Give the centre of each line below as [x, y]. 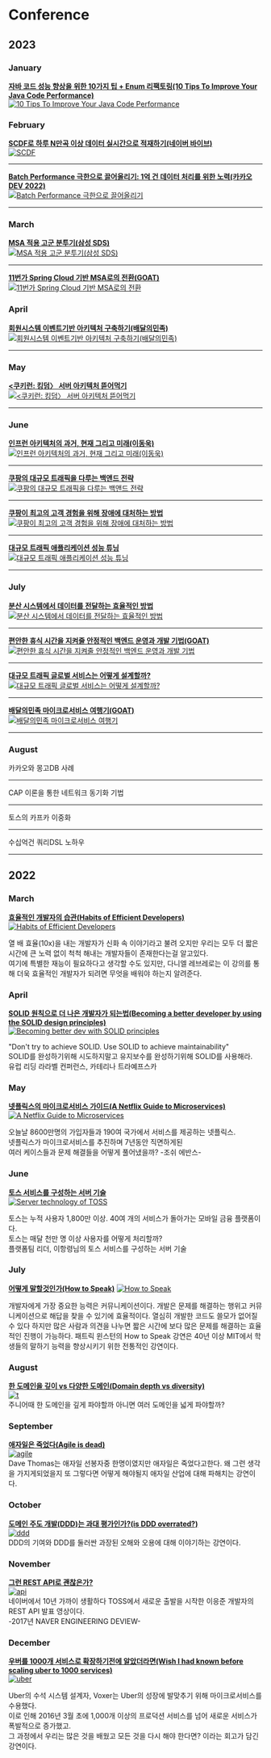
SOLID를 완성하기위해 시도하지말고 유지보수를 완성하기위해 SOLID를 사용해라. [131, 1056]
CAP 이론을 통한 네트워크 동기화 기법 [66, 793]
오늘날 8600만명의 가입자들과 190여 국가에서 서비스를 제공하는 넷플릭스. [122, 1132]
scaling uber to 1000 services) [60, 1671]
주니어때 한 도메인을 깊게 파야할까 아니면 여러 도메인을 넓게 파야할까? [117, 1405]
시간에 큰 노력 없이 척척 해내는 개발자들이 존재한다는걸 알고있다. [108, 953]
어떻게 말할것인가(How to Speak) [62, 1288]
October [25, 1505]
